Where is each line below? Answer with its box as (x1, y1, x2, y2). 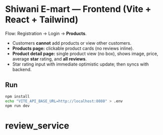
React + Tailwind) (5, 14, 78, 25)
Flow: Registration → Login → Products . (5, 30, 87, 36)
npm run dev (5, 103, 30, 108)
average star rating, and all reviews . (12, 56, 87, 62)
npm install (5, 94, 30, 99)
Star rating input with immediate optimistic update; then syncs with (12, 61, 149, 67)
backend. (12, 66, 32, 72)
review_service (5, 120, 69, 131)
